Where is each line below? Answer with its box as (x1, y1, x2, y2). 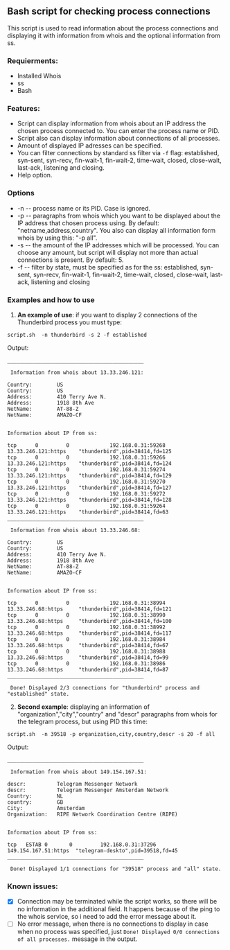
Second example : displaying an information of (17, 703, 150, 711)
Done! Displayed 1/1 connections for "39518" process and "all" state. (10, 865, 222, 872)
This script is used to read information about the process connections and (7, 24, 219, 32)
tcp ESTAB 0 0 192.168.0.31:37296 (7, 841, 157, 848)
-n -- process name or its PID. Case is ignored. (17, 204, 151, 212)
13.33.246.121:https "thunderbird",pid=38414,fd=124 (7, 460, 172, 467)
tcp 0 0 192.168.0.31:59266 (7, 454, 166, 461)
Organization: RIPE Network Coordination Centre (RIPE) (7, 811, 178, 818)
